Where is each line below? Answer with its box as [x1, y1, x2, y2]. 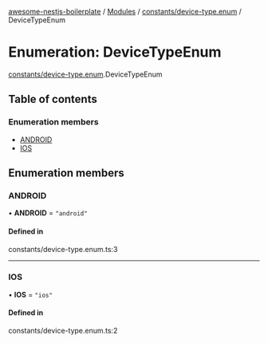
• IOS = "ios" [8, 290, 53, 299]
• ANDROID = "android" [8, 208, 88, 218]
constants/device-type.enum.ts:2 [8, 326, 118, 336]
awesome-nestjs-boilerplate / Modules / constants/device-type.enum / [8, 7, 242, 16]
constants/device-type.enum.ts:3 [8, 244, 118, 254]
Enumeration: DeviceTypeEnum [8, 43, 222, 61]
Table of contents [8, 93, 97, 106]
